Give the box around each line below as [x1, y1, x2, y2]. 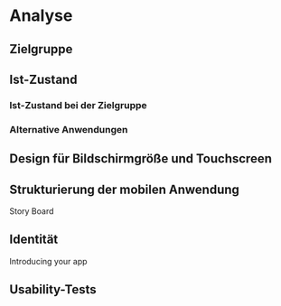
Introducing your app [9, 255, 88, 266]
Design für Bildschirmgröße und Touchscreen [9, 151, 273, 167]
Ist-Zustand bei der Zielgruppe [9, 98, 147, 111]
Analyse [9, 5, 73, 26]
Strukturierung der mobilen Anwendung [9, 181, 239, 197]
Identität [9, 232, 59, 247]
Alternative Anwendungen [9, 123, 128, 135]
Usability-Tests [9, 282, 97, 298]
